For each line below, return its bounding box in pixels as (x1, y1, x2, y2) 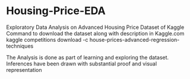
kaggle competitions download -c (6, 36, 88, 43)
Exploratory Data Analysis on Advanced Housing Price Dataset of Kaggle (6, 24, 185, 31)
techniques (6, 42, 34, 50)
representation (6, 66, 42, 73)
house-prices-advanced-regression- (89, 36, 180, 43)
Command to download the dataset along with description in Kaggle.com (6, 29, 185, 37)
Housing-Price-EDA (6, 4, 106, 18)
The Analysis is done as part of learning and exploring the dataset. (6, 54, 169, 61)
